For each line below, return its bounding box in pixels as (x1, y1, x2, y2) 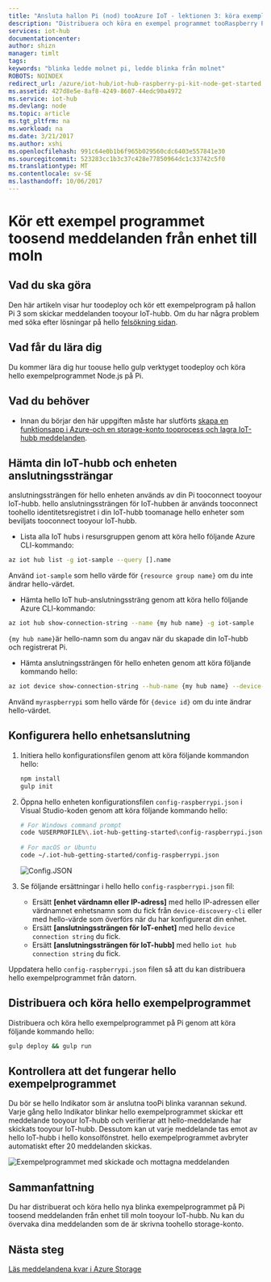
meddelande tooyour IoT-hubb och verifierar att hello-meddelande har (8, 1115, 242, 1125)
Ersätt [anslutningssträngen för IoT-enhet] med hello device (31, 923, 236, 933)
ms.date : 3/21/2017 (8, 132, 74, 140)
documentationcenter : (8, 34, 81, 43)
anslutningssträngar (8, 468, 114, 482)
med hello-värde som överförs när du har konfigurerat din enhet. (31, 914, 248, 924)
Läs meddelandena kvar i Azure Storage (8, 1264, 142, 1274)
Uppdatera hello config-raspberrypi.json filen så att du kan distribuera (8, 964, 246, 974)
